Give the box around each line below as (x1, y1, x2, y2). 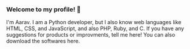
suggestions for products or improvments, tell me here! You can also (6, 31, 176, 38)
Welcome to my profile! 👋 (6, 5, 81, 14)
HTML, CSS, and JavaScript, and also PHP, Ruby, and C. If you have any (6, 25, 185, 32)
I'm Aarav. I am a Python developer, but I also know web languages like (6, 19, 182, 26)
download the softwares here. (6, 38, 80, 45)
